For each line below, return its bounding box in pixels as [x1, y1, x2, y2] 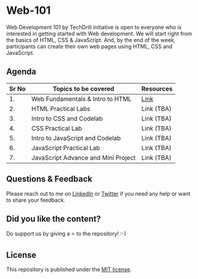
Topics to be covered [53, 84, 115, 93]
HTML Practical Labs [31, 104, 91, 113]
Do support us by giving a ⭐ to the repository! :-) [6, 230, 127, 237]
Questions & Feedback [6, 174, 92, 184]
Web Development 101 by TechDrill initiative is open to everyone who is [6, 24, 182, 31]
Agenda [6, 67, 37, 77]
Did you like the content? [6, 213, 101, 224]
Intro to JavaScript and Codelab [31, 134, 121, 142]
